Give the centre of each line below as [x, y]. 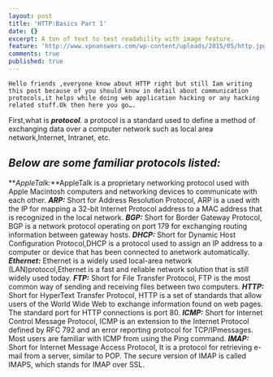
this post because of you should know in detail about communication [129, 90]
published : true [36, 62]
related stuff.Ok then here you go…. [72, 105]
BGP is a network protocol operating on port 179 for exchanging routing [128, 226]
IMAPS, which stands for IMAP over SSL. [76, 364]
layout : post [30, 16]
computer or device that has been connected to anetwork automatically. [129, 252]
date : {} [23, 31]
